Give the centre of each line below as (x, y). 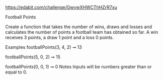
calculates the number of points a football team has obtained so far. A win (82, 32)
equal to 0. (16, 72)
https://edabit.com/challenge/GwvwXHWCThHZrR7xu (61, 7)
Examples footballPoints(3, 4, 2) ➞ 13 (44, 47)
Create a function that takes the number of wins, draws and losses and (79, 27)
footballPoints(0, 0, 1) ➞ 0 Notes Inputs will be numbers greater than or (78, 67)
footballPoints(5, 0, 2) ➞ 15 (33, 57)
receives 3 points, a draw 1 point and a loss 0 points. (60, 37)
